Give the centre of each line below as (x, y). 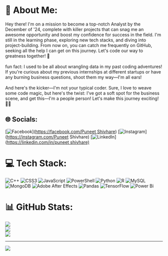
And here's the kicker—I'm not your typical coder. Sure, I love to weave (78, 87)
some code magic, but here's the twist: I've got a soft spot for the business (82, 93)
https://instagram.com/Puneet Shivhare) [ (49, 136)
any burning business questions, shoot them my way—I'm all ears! (73, 77)
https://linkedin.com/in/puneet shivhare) (48, 142)
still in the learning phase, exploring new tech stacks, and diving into (76, 40)
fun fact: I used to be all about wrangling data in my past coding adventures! (84, 66)
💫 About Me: (31, 10)
